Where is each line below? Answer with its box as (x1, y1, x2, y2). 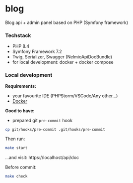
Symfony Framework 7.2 (12, 48, 62, 55)
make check (5, 174, 28, 179)
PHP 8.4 (12, 43, 30, 49)
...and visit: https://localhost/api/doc (5, 155, 79, 161)
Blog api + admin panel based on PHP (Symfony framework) (5, 19, 129, 25)
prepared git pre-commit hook (12, 117, 73, 123)
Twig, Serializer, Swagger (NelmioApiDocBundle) (12, 54, 113, 60)
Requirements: (5, 83, 36, 89)
